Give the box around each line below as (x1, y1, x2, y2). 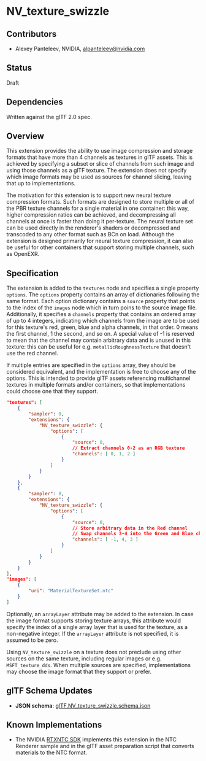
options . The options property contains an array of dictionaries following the (6, 291, 200, 298)
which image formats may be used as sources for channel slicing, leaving (6, 173, 192, 180)
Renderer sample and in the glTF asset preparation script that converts (15, 743, 194, 750)
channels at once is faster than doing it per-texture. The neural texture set (6, 218, 193, 225)
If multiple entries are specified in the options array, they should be (6, 361, 176, 369)
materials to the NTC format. (15, 749, 88, 756)
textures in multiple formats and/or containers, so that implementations (6, 381, 186, 388)
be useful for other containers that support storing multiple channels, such (6, 244, 194, 251)
